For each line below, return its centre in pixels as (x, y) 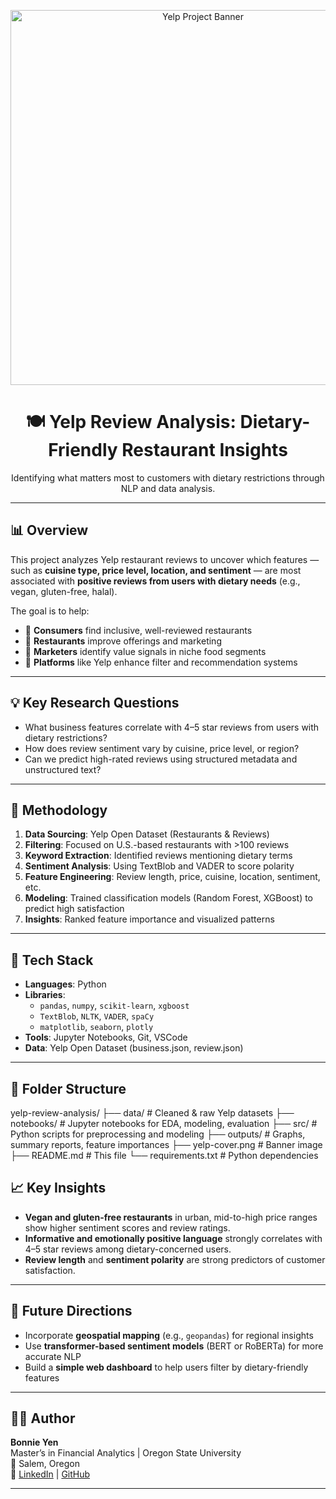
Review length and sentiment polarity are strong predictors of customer (175, 1259)
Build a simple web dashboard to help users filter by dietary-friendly (166, 1367)
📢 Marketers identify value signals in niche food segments (145, 651)
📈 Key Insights (58, 1188)
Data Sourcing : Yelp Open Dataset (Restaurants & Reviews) (147, 834)
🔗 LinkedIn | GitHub (50, 1474)
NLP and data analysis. (168, 488)
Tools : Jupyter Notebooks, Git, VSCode (106, 1037)
